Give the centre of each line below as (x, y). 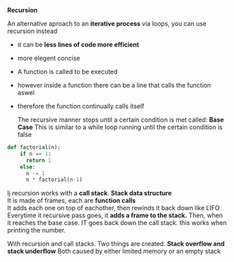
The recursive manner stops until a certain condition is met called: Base (120, 119)
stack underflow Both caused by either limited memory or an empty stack (114, 252)
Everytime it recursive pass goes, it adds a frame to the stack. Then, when (115, 215)
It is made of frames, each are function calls (72, 201)
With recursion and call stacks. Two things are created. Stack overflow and (116, 244)
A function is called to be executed (67, 72)
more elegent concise (49, 58)
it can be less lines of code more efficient (78, 44)
